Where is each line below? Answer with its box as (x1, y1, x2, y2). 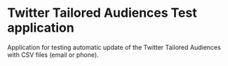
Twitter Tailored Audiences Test (7, 5, 198, 21)
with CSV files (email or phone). (7, 51, 100, 59)
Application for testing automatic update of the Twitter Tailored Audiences (7, 43, 221, 51)
